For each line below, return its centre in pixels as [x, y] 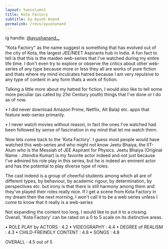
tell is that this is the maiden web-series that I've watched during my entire [82, 58]
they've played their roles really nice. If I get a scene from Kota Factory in [81, 192]
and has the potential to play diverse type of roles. [57, 166]
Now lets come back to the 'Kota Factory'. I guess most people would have [82, 139]
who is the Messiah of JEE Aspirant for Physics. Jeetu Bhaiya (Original [90, 150]
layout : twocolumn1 [26, 10]
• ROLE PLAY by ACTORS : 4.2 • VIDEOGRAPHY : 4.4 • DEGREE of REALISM [84, 227]
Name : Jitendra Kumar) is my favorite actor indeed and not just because [80, 155]
